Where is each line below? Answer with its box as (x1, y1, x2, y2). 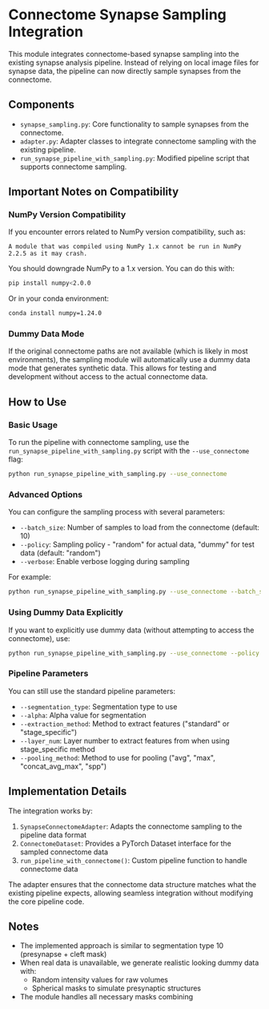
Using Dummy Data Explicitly (8, 607, 124, 618)
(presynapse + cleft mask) (19, 950, 107, 959)
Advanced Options (8, 489, 82, 500)
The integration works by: (8, 805, 94, 815)
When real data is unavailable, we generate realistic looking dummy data (19, 958, 259, 967)
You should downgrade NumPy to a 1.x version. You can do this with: (8, 264, 235, 273)
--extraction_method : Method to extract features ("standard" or (19, 719, 230, 728)
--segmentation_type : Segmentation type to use (19, 701, 178, 711)
